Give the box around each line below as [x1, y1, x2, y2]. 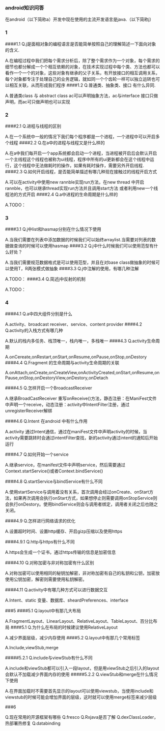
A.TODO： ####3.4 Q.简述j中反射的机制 [5, 276, 86, 282]
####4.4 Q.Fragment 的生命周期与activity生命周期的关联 [5, 360, 119, 366]
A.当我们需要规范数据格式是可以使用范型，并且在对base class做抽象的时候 [5, 259, 156, 265]
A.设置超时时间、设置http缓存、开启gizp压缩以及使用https [5, 528, 123, 535]
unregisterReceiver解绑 [5, 408, 53, 414]
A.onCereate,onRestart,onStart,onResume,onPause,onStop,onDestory [5, 354, 147, 360]
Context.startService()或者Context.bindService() [5, 468, 103, 474]
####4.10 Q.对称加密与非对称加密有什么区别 [5, 560, 94, 566]
